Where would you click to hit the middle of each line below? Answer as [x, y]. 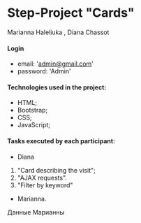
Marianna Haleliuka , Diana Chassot [58, 32]
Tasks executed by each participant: [61, 141]
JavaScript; [34, 125]
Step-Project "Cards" [71, 13]
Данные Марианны [36, 212]
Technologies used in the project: [57, 87]
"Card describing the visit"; [56, 170]
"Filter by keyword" [45, 185]
